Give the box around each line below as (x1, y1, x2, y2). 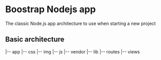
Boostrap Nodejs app (5, 4, 96, 15)
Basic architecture (5, 35, 65, 44)
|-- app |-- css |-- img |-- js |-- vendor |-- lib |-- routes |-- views (5, 48, 140, 54)
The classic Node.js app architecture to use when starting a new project (5, 20, 156, 26)
